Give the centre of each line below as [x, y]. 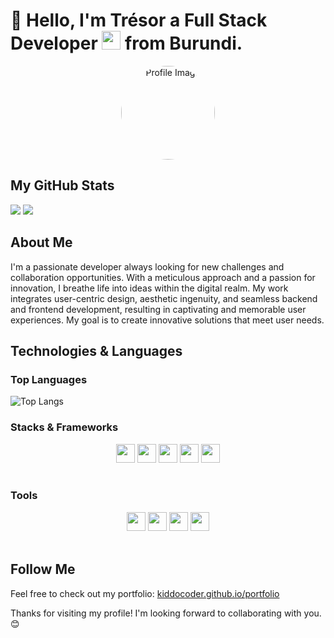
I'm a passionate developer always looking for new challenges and [147, 266]
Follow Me [43, 569]
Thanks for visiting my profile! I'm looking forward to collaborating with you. [166, 613]
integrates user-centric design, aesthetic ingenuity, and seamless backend [164, 298]
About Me [41, 242]
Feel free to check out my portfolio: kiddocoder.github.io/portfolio [145, 593]
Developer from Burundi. [126, 43]
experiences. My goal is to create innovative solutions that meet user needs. [167, 320]
